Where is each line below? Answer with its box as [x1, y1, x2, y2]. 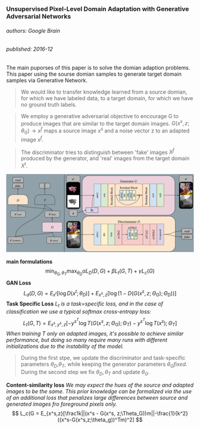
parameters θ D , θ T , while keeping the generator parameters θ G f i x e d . [20, 360, 187, 369]
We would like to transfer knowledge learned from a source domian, [20, 88, 187, 95]
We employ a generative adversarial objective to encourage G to [20, 112, 179, 119]
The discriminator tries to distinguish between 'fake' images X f [20, 147, 174, 156]
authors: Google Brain [6, 27, 61, 34]
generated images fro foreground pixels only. [6, 400, 117, 408]
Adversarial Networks [6, 12, 71, 20]
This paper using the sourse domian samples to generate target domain [6, 70, 182, 78]
